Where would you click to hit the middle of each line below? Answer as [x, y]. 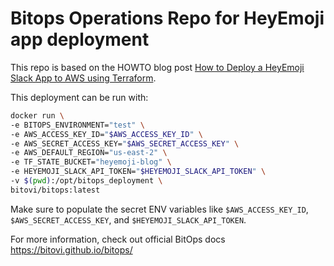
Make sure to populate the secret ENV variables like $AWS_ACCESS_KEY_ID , [159, 209]
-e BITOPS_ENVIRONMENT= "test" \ [77, 125]
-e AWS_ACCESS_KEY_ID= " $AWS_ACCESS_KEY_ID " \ [106, 134]
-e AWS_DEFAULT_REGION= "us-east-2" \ [89, 153]
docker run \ [37, 115]
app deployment [80, 39]
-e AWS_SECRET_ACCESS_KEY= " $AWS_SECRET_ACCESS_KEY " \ [125, 143]
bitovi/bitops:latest [55, 190]
